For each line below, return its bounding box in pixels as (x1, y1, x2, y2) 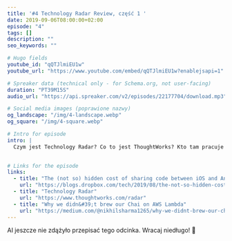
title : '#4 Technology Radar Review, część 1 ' (7, 10, 147, 17)
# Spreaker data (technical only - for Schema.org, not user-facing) (7, 80, 212, 87)
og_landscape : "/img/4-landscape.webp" (7, 112, 122, 119)
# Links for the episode (7, 162, 79, 169)
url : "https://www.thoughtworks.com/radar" (19, 194, 147, 201)
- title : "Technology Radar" (13, 188, 97, 195)
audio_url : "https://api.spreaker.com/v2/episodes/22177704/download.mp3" (7, 93, 227, 100)
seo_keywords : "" (7, 42, 57, 49)
